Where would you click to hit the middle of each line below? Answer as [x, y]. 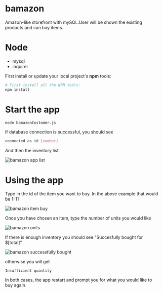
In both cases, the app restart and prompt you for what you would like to [79, 280]
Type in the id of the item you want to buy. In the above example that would [81, 194]
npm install [17, 89]
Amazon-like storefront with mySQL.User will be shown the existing [74, 22]
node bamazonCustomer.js [31, 123]
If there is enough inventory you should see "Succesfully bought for [74, 237]
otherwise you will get [28, 262]
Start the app [33, 109]
